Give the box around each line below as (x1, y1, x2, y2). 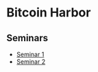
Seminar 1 (16, 50, 45, 58)
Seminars (6, 32, 49, 44)
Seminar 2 (16, 58, 46, 66)
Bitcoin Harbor (6, 5, 91, 21)
